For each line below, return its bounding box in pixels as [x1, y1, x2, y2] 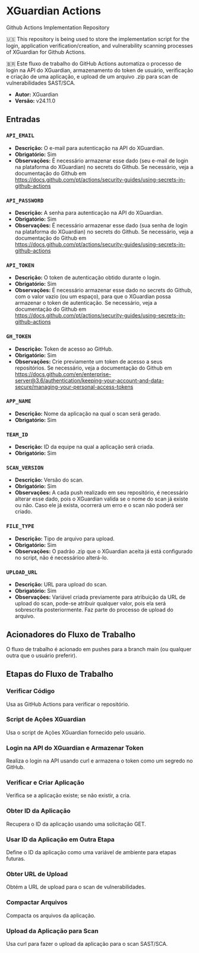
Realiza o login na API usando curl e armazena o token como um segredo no [6, 757, 193, 764]
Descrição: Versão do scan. [14, 476, 84, 483]
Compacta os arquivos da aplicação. [6, 912, 96, 919]
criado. [14, 508, 33, 515]
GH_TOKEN [6, 333, 31, 340]
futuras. [6, 855, 26, 862]
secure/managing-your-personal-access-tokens [14, 383, 134, 390]
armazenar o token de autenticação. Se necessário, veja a [14, 299, 157, 307]
